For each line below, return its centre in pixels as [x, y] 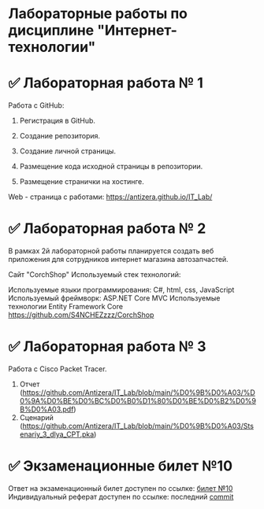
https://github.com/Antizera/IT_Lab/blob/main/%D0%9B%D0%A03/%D [139, 393]
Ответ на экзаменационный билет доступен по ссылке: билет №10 [121, 488]
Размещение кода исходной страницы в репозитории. [111, 167]
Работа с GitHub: [36, 105]
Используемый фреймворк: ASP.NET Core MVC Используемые [114, 298]
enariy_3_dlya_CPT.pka [57, 434]
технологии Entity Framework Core [66, 307]
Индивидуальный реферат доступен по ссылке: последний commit [121, 496]
